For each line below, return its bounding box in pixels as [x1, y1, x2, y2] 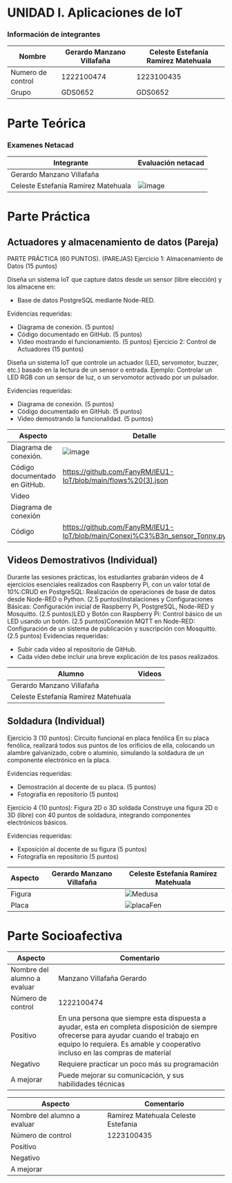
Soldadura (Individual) [7, 715, 106, 728]
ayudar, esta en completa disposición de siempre [58, 1022, 217, 1031]
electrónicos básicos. [7, 818, 68, 827]
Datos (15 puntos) [7, 262, 57, 270]
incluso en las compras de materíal [58, 1047, 171, 1057]
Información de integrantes [7, 30, 101, 39]
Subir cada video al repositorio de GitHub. [17, 645, 137, 653]
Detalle [132, 431, 157, 440]
